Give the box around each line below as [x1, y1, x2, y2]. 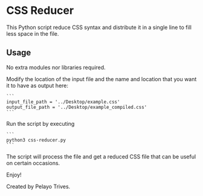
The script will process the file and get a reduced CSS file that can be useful [6, 152, 196, 160]
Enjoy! [6, 171, 22, 178]
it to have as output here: [6, 82, 68, 89]
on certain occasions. [6, 159, 60, 166]
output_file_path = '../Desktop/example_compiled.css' [6, 104, 147, 110]
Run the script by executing [6, 120, 75, 127]
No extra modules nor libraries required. [6, 64, 106, 71]
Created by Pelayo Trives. [6, 183, 71, 190]
